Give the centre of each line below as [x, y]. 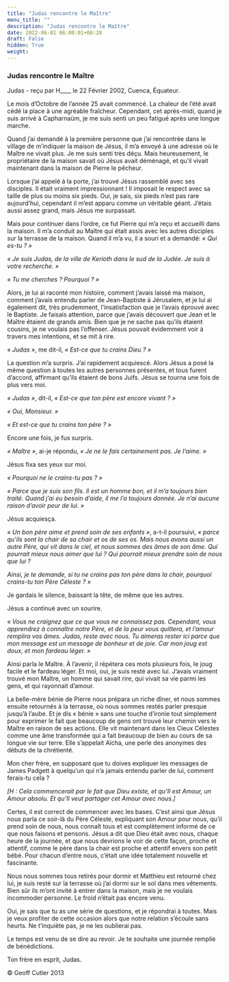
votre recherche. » [33, 266]
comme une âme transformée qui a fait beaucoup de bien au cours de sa [110, 736]
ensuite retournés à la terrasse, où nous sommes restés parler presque [107, 707]
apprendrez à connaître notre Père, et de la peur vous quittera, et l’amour [110, 629]
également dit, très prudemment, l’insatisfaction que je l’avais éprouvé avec [113, 307]
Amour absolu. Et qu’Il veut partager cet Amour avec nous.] [91, 798]
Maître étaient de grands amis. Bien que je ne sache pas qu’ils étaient [105, 322]
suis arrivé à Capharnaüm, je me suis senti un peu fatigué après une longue [113, 119]
